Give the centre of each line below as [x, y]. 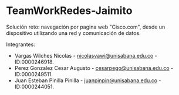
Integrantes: [21, 44]
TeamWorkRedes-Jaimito [69, 11]
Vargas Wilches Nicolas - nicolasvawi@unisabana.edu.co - [86, 55]
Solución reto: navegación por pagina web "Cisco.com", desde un [86, 27]
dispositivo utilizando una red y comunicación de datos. [73, 33]
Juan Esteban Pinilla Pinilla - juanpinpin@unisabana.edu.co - [88, 80]
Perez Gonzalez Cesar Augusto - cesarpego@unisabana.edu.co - [94, 68]
